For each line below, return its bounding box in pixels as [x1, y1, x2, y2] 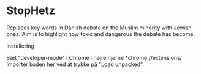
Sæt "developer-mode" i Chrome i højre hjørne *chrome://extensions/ [6, 54, 183, 61]
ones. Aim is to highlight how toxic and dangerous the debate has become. [6, 30, 195, 37]
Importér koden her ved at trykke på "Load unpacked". [6, 61, 144, 68]
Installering [6, 42, 35, 50]
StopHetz [6, 4, 56, 18]
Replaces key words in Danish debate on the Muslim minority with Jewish [6, 24, 192, 31]
